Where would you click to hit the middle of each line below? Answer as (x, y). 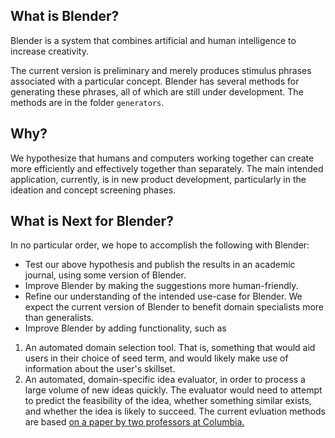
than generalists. (59, 318)
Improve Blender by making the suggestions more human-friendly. (161, 286)
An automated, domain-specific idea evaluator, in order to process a (165, 380)
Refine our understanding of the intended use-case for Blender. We (163, 296)
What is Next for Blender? (92, 221)
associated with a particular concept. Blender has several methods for (155, 81)
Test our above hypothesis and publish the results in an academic (160, 265)
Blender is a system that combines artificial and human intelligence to (153, 40)
